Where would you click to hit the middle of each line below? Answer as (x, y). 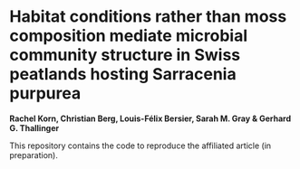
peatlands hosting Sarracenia (123, 75)
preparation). (34, 155)
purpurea (45, 94)
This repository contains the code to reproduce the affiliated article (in (140, 146)
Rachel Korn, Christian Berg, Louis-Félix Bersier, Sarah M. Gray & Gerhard (150, 118)
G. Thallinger (34, 127)
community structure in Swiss (125, 55)
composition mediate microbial (128, 36)
